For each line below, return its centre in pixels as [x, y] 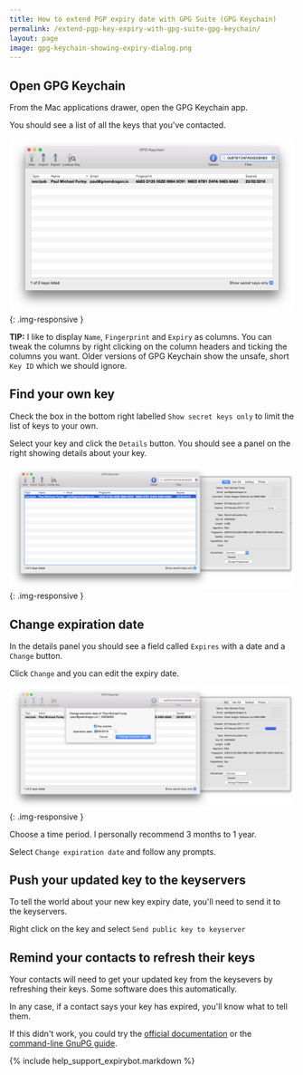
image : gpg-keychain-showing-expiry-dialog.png [101, 48]
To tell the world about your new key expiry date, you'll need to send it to [145, 902]
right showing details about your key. [78, 452]
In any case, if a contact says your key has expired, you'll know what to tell [148, 1007]
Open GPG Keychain [68, 86]
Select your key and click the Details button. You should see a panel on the [150, 443]
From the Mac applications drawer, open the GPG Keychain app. [129, 108]
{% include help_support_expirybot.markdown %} [102, 1061]
